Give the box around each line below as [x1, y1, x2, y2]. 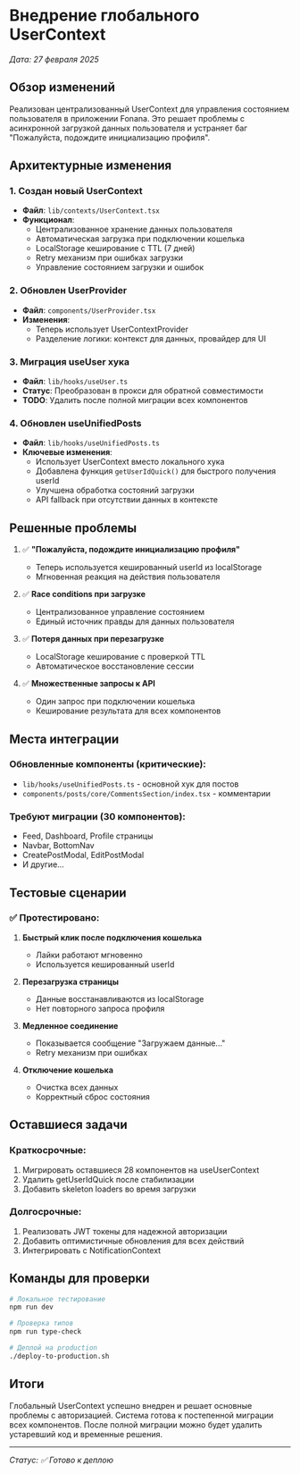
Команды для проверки [9, 1271, 150, 1286]
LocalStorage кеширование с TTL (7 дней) [35, 243, 196, 254]
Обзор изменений [9, 80, 116, 95]
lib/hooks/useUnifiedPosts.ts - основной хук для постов [21, 779, 239, 789]
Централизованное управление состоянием [35, 607, 205, 618]
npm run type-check [9, 1327, 82, 1336]
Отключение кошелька [21, 1065, 114, 1075]
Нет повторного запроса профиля [35, 1003, 165, 1014]
